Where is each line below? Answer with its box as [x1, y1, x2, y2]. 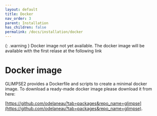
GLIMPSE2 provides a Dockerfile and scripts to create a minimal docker [5, 81, 147, 87]
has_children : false [5, 25, 47, 30]
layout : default [5, 7, 38, 12]
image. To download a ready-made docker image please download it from [5, 86, 152, 92]
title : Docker [5, 12, 34, 16]
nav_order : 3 [5, 16, 31, 21]
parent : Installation [5, 20, 49, 26]
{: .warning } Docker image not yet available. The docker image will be [5, 43, 145, 48]
